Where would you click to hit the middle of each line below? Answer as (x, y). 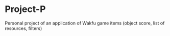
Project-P (25, 9)
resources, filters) (23, 28)
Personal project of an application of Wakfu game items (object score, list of (85, 23)
